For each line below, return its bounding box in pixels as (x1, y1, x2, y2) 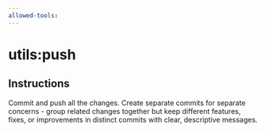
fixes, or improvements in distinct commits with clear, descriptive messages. (8, 115, 258, 124)
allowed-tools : (8, 11, 59, 20)
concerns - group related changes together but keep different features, (8, 106, 241, 115)
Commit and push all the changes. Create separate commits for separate (8, 98, 246, 107)
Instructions (8, 77, 70, 91)
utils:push (8, 45, 77, 63)
